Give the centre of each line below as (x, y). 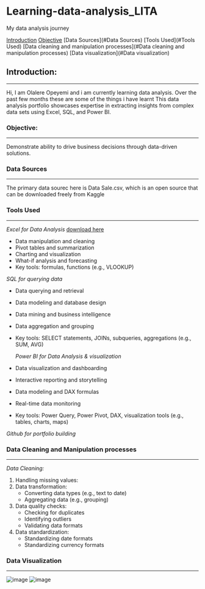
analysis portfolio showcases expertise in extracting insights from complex (100, 105)
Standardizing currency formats (64, 544)
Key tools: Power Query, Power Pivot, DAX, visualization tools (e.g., (99, 415)
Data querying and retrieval (49, 290)
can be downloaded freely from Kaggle (56, 195)
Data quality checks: (41, 506)
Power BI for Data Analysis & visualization (68, 356)
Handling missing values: (47, 480)
